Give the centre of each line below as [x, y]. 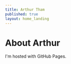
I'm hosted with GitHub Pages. [36, 56]
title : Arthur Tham [25, 10]
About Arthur [33, 43]
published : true [22, 14]
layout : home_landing [27, 19]
